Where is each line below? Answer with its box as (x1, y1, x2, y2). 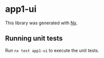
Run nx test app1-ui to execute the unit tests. (5, 47, 100, 53)
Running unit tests (5, 34, 63, 43)
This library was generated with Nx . (5, 20, 78, 26)
